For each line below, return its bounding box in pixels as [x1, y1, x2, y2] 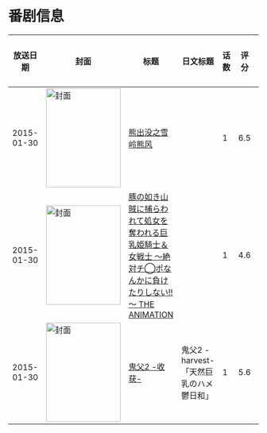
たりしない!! [128, 287, 173, 298]
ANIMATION [128, 309, 174, 320]
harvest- [181, 354, 215, 365]
